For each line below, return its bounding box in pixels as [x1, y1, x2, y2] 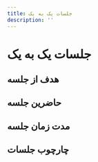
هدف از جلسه [7, 74, 59, 85]
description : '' [7, 17, 54, 23]
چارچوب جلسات [7, 144, 69, 156]
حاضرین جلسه [7, 97, 62, 109]
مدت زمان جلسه [7, 120, 70, 132]
